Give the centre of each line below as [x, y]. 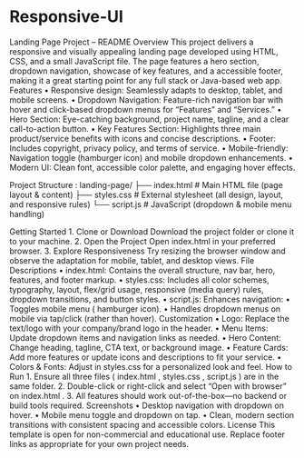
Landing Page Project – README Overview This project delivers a [132, 42]
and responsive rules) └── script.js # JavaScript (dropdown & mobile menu [151, 204]
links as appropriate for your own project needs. [99, 443]
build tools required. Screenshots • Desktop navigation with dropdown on [147, 405]
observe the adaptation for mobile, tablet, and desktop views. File [132, 260]
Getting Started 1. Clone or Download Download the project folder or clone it [152, 231]
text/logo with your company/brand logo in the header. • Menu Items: [139, 328]
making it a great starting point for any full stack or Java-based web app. [146, 80]
